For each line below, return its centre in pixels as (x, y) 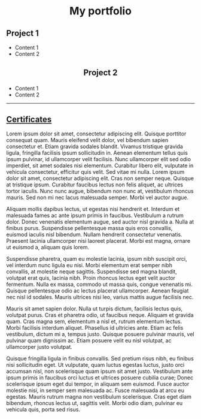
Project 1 (22, 33)
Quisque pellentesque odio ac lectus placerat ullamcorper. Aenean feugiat (98, 291)
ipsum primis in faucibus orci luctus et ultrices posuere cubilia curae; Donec (100, 378)
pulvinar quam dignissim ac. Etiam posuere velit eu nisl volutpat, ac (89, 340)
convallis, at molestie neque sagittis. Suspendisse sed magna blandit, (92, 272)
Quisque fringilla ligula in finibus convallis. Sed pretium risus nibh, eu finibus (100, 358)
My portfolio (100, 11)
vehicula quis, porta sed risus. (43, 409)
